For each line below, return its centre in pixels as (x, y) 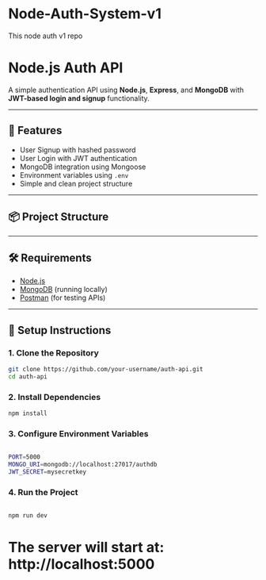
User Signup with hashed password (78, 150)
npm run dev (28, 516)
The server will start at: (86, 547)
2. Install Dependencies (55, 397)
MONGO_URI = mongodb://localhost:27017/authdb (83, 465)
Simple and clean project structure (76, 183)
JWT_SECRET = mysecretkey (47, 472)
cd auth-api (28, 376)
